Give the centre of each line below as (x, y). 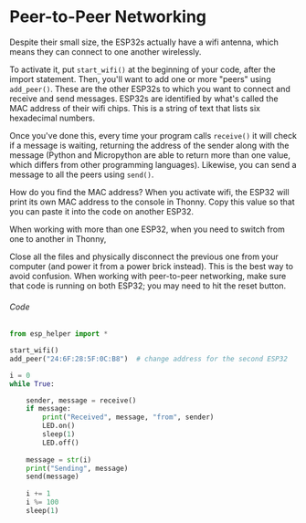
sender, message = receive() (81, 400)
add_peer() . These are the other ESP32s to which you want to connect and (150, 89)
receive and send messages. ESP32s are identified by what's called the (144, 99)
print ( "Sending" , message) (77, 468)
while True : (32, 384)
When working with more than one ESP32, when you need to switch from (147, 229)
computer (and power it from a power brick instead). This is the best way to (152, 266)
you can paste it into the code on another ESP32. (102, 211)
